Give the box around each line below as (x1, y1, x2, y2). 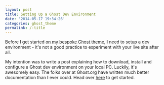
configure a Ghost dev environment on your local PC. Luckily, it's (5, 64, 137, 70)
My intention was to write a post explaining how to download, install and (5, 59, 152, 65)
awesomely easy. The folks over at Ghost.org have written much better (5, 69, 150, 75)
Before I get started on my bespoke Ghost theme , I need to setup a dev (5, 39, 150, 45)
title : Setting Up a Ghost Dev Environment (5, 12, 96, 17)
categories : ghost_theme (5, 21, 56, 26)
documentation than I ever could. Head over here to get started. (5, 75, 135, 81)
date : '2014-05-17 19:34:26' (5, 16, 65, 21)
